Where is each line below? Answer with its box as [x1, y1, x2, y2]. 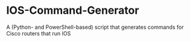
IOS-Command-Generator [6, 4, 139, 17]
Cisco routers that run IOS [6, 29, 71, 37]
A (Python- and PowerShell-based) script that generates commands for [6, 23, 184, 31]
